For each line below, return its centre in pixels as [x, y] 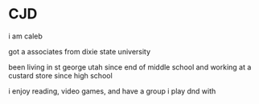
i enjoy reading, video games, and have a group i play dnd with [112, 91]
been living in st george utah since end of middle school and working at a [130, 67]
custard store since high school [60, 75]
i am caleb [25, 36]
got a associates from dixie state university [80, 51]
